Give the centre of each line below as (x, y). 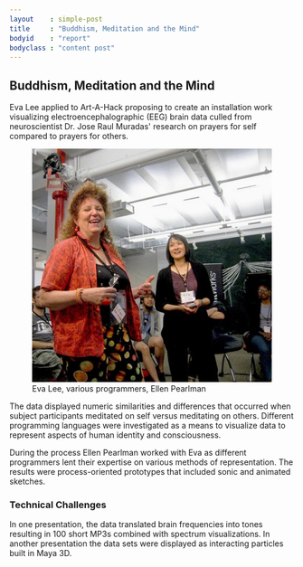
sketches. (28, 481)
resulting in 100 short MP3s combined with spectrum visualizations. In (140, 534)
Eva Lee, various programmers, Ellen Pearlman (119, 388)
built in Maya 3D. (41, 553)
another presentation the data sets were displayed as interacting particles (147, 543)
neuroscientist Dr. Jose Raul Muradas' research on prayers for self (133, 127)
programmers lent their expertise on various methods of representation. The (151, 462)
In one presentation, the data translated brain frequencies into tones (136, 524)
